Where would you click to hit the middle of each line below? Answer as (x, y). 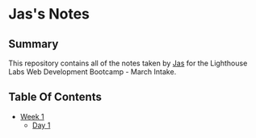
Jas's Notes (49, 14)
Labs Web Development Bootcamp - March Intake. (92, 72)
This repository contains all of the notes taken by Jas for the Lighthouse (128, 63)
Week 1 (32, 116)
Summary (34, 44)
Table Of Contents (55, 97)
